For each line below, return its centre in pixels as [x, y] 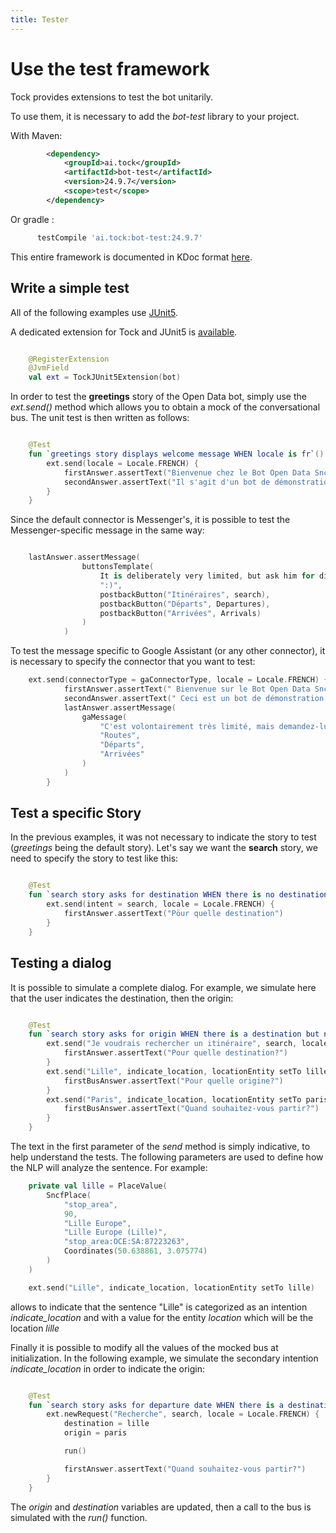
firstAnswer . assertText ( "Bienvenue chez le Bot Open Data [187, 472]
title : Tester [40, 19]
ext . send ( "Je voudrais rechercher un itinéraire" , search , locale [187, 1044]
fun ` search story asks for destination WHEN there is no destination [178, 895]
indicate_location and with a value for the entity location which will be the [162, 1317]
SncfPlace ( [69, 1195]
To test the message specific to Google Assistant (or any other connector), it [168, 651]
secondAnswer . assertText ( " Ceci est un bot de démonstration [194, 698]
